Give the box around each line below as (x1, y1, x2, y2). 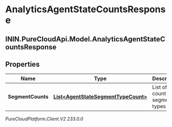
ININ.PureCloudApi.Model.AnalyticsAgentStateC (5, 35, 165, 43)
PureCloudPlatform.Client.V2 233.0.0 (5, 116, 83, 122)
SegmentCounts (8, 93, 49, 100)
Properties (5, 60, 40, 68)
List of (152, 84, 167, 91)
